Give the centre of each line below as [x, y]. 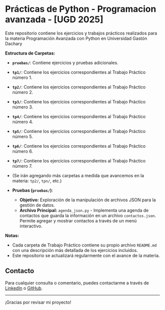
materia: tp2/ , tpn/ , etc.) [37, 181]
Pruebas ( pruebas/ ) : [32, 190]
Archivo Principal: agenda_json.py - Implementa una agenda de [84, 210]
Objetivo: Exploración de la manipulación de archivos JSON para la [88, 200]
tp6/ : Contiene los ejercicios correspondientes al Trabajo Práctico [79, 146]
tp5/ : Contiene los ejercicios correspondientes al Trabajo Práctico [79, 131]
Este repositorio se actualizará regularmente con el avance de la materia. [86, 255]
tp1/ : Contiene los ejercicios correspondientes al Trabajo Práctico [79, 72]
